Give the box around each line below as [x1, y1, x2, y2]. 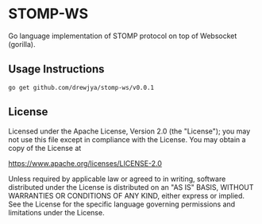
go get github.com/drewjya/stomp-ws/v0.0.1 [8, 83, 155, 91]
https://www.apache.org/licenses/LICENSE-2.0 [8, 158, 163, 168]
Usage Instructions [8, 63, 105, 76]
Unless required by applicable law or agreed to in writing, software [8, 174, 226, 183]
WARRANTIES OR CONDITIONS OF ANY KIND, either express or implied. [8, 191, 245, 200]
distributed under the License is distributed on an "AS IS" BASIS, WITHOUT [8, 182, 254, 191]
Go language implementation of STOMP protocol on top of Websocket [8, 31, 237, 41]
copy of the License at [8, 143, 82, 153]
